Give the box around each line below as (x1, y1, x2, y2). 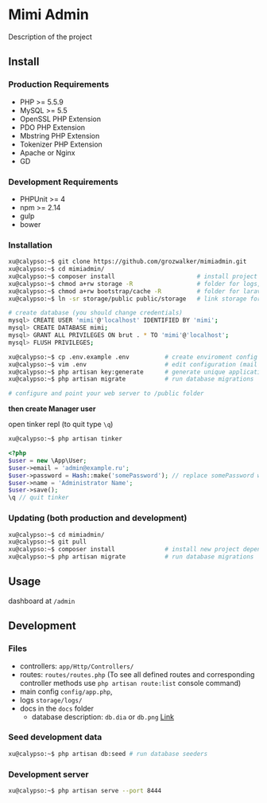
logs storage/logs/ (19, 695, 83, 704)
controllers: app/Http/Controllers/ (19, 661, 134, 671)
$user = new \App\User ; (8, 456, 87, 464)
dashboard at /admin (8, 596, 75, 605)
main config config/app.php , (19, 687, 113, 696)
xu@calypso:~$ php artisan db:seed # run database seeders (8, 750, 208, 758)
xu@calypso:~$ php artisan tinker (8, 435, 123, 443)
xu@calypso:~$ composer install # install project (8, 272, 258, 280)
